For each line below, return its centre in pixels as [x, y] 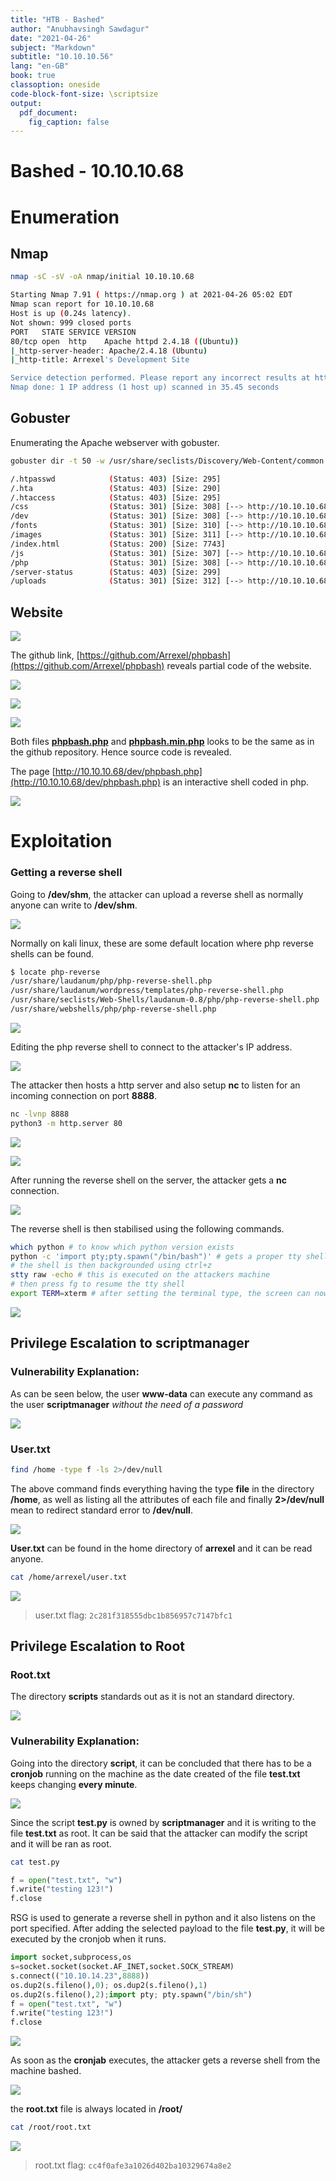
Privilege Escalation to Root [97, 1646]
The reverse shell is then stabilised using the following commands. [147, 1228]
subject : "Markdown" [53, 47]
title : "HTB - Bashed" [57, 19]
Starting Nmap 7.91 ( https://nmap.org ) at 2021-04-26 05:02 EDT [151, 295]
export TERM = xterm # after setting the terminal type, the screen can [160, 1294]
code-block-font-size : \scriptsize [84, 94]
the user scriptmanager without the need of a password [127, 1404]
